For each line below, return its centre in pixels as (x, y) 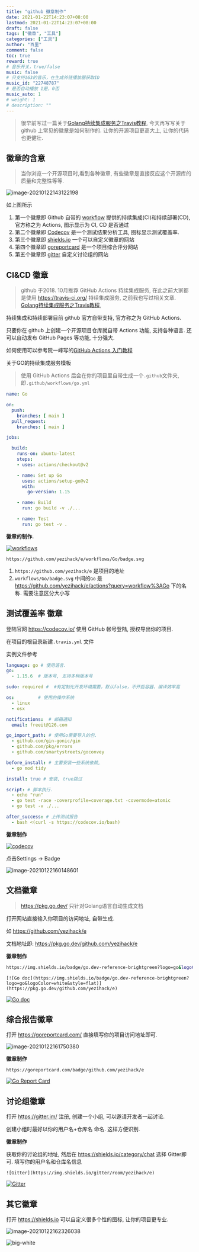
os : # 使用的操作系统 (40, 698)
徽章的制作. (20, 536)
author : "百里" (24, 45)
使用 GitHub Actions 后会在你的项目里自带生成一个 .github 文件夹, (100, 375)
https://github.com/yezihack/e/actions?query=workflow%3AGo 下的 (98, 585)
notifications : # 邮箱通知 (39, 719)
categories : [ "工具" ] (32, 39)
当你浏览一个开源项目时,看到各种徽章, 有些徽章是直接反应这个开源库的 (106, 174)
